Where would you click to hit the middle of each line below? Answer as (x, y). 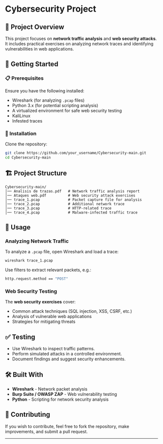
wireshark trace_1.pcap (29, 261)
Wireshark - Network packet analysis (50, 389)
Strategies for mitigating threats (44, 321)
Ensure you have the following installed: (45, 90)
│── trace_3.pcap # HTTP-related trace (58, 208)
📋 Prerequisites (24, 78)
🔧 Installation (21, 133)
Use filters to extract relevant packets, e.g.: (48, 270)
